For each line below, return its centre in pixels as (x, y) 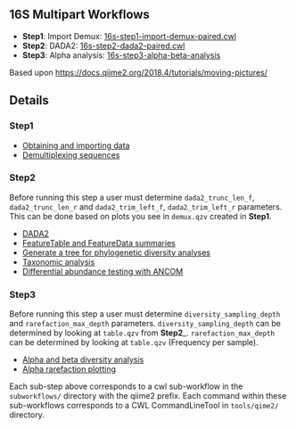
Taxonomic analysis (58, 261)
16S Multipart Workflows (79, 15)
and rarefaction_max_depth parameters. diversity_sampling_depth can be (145, 324)
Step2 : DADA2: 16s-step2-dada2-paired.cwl (103, 45)
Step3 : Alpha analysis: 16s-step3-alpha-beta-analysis (121, 55)
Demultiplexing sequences (71, 154)
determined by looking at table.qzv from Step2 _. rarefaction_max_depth (142, 333)
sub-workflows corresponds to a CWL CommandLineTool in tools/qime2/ (144, 406)
